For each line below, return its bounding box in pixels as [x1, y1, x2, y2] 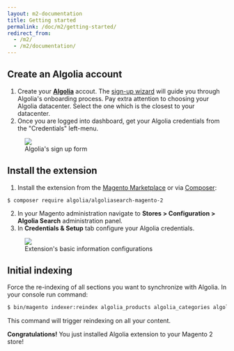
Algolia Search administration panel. [17, 216, 123, 225]
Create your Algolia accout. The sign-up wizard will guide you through [17, 87, 221, 95]
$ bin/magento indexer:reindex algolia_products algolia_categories [7, 304, 210, 311]
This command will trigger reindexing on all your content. [7, 317, 171, 325]
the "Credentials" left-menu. [17, 124, 99, 133]
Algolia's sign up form [24, 144, 88, 153]
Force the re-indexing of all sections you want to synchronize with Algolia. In [7, 283, 227, 292]
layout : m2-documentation [7, 10, 82, 17]
